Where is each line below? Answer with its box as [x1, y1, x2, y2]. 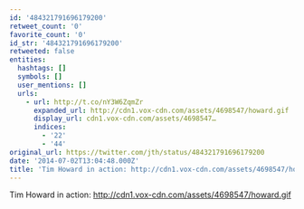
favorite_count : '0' [9, 30, 88, 39]
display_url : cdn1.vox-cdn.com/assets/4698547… [33, 114, 217, 123]
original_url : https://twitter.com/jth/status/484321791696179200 [9, 147, 265, 157]
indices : [33, 123, 67, 132]
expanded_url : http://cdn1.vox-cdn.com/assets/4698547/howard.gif [33, 106, 290, 115]
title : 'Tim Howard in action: [9, 165, 128, 174]
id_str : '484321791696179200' [9, 38, 124, 48]
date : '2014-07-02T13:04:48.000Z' [9, 156, 140, 166]
